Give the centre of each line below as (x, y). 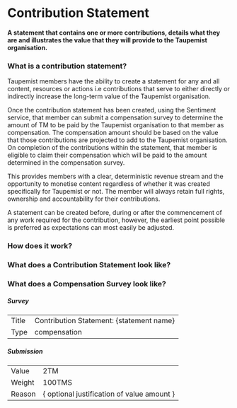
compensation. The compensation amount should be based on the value (113, 133)
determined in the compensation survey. (66, 163)
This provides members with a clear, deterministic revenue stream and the (116, 176)
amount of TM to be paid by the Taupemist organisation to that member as (116, 125)
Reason (24, 394)
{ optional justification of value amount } (109, 394)
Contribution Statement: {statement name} (105, 320)
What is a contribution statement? (67, 66)
